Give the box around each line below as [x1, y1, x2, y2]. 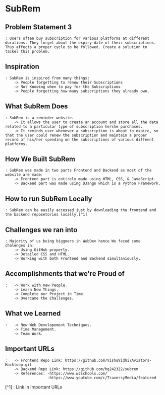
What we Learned [5, 309, 61, 318]
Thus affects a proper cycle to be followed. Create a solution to [5, 45, 148, 50]
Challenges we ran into [5, 226, 78, 234]
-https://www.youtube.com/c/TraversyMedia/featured [47, 375, 156, 380]
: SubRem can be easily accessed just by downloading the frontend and [5, 208, 156, 213]
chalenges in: [5, 243, 35, 248]
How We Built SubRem [5, 155, 75, 163]
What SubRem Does [5, 102, 68, 111]
